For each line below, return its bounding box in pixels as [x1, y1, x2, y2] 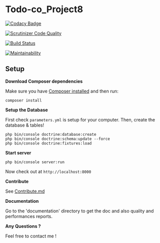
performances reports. [5, 213, 53, 219]
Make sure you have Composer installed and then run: [5, 88, 118, 94]
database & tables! [5, 122, 45, 128]
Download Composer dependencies [5, 78, 83, 84]
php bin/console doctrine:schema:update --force [5, 136, 110, 141]
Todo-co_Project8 [5, 4, 83, 15]
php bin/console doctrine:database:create [5, 132, 97, 137]
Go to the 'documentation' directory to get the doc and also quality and [5, 207, 154, 214]
